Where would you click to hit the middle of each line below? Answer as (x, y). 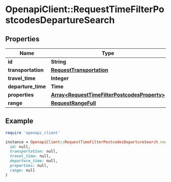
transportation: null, (34, 151)
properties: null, (30, 166)
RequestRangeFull (73, 103)
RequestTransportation (79, 70)
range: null (23, 170)
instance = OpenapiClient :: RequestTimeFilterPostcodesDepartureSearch (82, 142)
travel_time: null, (31, 156)
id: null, (20, 147)
